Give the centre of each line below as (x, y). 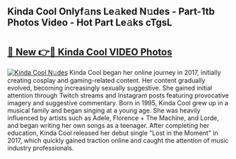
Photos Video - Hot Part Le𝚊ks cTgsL (90, 23)
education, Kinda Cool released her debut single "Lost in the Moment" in (113, 133)
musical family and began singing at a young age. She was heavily (104, 110)
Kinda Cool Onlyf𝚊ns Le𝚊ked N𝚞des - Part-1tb (111, 12)
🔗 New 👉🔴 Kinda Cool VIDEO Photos (90, 52)
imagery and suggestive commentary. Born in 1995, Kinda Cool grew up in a (118, 103)
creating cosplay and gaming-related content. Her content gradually (106, 80)
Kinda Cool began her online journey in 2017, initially (145, 72)
